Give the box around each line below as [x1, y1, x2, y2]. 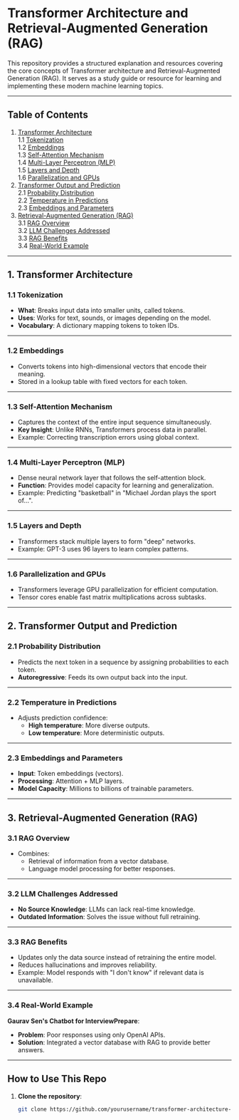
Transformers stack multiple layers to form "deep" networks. [17, 536, 196, 546]
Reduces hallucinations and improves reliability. [17, 960, 157, 970]
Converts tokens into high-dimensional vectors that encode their [17, 362, 207, 370]
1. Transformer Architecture [7, 269, 133, 281]
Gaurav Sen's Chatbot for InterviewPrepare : [7, 1017, 140, 1025]
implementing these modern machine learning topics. [7, 81, 164, 90]
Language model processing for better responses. [28, 864, 176, 873]
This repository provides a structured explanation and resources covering [7, 58, 223, 67]
